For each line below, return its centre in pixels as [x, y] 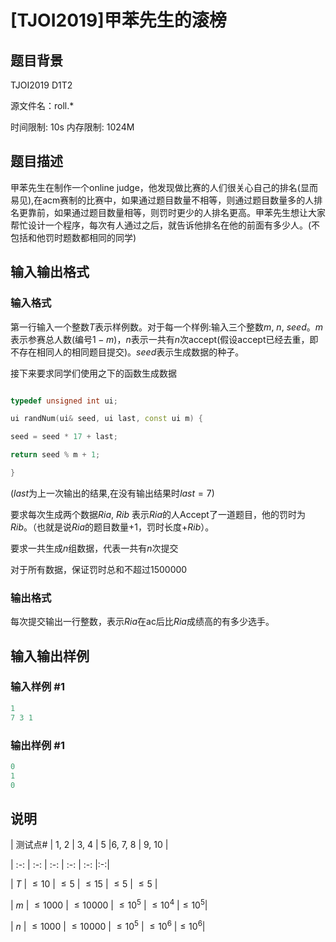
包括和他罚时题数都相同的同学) [73, 237]
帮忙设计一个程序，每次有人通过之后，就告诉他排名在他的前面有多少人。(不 [165, 225]
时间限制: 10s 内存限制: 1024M [72, 127]
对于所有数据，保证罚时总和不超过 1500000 [99, 569]
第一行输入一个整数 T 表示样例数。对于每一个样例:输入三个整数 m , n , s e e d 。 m [166, 327]
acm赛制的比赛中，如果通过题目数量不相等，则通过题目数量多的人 [178, 200]
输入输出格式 [50, 272]
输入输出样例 [50, 656]
